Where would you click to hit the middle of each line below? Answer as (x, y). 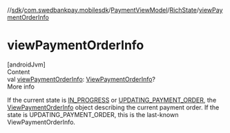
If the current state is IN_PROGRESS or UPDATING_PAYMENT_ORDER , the (112, 100)
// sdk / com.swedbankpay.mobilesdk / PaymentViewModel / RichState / (103, 10)
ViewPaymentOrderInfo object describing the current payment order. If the (113, 107)
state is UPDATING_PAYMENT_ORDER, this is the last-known (93, 114)
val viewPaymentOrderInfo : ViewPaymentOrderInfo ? (82, 79)
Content (19, 71)
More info (21, 87)
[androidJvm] (27, 64)
